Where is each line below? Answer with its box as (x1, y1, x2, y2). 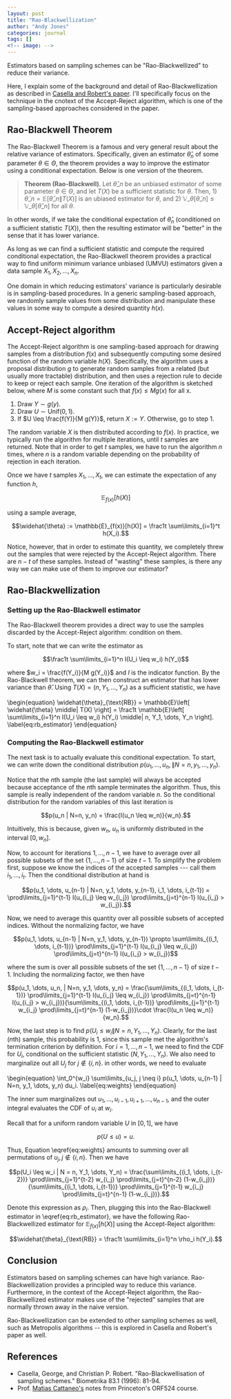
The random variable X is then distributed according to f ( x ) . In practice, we (7, 428, 219, 437)
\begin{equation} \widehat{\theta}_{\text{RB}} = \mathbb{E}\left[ (7, 698, 190, 706)
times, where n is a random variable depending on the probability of (7, 450, 200, 459)
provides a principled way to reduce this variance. (54, 1281, 197, 1289)
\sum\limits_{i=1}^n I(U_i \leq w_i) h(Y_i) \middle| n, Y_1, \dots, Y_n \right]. (7, 713, 214, 722)
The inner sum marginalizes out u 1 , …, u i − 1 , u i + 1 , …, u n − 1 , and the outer (7, 1095, 210, 1104)
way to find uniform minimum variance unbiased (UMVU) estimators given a (7, 259, 223, 268)
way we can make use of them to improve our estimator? (7, 565, 169, 573)
